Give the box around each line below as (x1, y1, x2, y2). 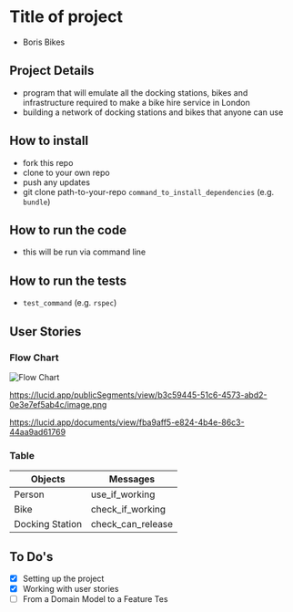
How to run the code (9, 222, 127, 238)
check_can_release (90, 518, 174, 531)
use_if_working (90, 488, 156, 501)
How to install (9, 133, 89, 149)
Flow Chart (9, 351, 59, 364)
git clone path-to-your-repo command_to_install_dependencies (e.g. (22, 186, 275, 197)
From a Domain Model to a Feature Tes (22, 594, 168, 605)
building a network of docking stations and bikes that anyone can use (22, 107, 284, 118)
